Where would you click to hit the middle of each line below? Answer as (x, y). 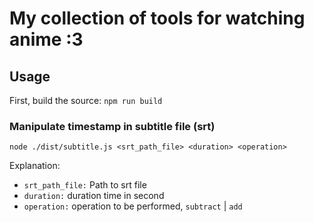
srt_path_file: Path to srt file (85, 185)
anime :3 (46, 39)
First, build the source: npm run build (86, 100)
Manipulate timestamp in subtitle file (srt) (112, 126)
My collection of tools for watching (157, 18)
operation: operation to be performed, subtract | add (133, 206)
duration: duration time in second (94, 196)
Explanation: (35, 166)
